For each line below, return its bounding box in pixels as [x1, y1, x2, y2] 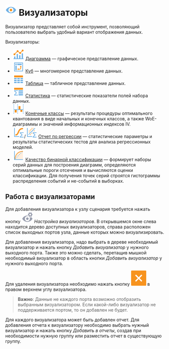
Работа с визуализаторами [5, 193, 95, 201]
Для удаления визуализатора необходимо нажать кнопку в [5, 281, 150, 287]
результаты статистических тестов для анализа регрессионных [12, 139, 151, 145]
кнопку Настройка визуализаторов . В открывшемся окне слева [5, 218, 156, 224]
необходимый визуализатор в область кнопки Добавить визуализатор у [5, 255, 162, 261]
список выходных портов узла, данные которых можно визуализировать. [5, 229, 164, 235]
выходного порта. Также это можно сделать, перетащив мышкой [5, 249, 147, 255]
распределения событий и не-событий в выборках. [12, 178, 125, 184]
